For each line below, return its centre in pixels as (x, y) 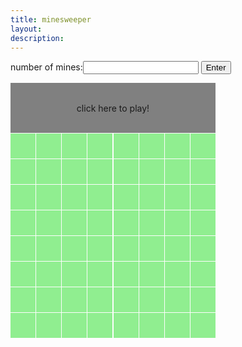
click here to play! (113, 108)
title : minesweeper (51, 19)
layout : (26, 29)
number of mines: (46, 67)
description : (37, 38)
